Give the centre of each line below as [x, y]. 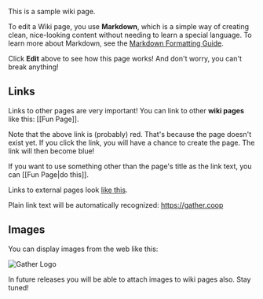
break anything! [33, 67]
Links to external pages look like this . [68, 190]
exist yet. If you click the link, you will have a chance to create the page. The [131, 142]
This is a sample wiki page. [52, 11]
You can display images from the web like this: [83, 249]
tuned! [18, 287]
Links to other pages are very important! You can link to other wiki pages [126, 110]
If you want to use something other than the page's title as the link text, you [130, 166]
